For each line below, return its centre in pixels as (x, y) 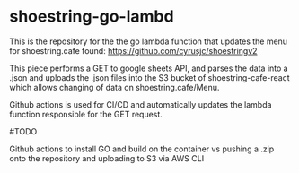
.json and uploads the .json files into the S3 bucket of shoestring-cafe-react (149, 77)
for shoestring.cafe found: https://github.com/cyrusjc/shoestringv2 (133, 50)
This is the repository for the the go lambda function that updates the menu (149, 41)
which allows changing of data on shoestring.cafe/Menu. (114, 87)
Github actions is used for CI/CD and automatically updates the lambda (141, 104)
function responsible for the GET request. (86, 114)
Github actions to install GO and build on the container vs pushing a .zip (142, 149)
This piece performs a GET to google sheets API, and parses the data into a (149, 68)
